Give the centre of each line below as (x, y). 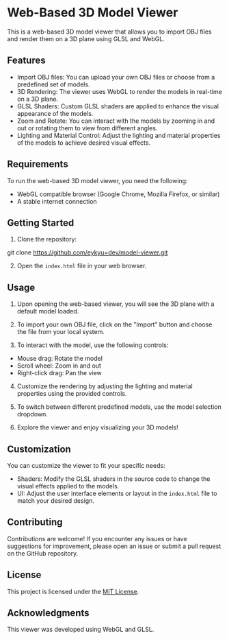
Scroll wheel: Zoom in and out (59, 366)
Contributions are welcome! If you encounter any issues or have (97, 538)
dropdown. (32, 414)
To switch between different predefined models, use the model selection (119, 407)
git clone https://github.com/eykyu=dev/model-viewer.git (87, 252)
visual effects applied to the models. (68, 486)
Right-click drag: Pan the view (59, 373)
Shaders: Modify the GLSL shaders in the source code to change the (113, 479)
